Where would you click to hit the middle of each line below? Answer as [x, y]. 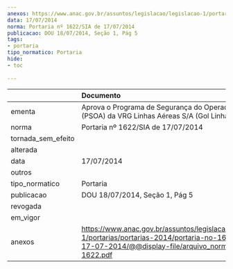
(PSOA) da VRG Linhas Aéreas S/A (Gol [145, 115]
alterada [24, 149]
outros [21, 172]
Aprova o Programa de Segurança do [142, 107]
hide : [15, 59]
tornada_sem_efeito [43, 138]
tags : [15, 40]
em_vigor [25, 218]
